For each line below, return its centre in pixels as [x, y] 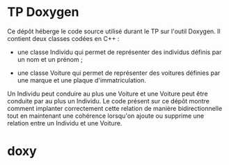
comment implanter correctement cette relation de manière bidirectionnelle [115, 108]
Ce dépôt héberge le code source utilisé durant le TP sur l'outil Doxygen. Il [114, 31]
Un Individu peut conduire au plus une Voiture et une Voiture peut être [108, 94]
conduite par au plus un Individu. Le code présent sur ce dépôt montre [109, 101]
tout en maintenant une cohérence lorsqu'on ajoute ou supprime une [106, 116]
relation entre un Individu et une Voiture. [65, 123]
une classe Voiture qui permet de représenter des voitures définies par [119, 73]
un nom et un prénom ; [50, 59]
